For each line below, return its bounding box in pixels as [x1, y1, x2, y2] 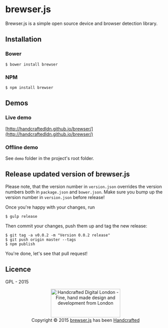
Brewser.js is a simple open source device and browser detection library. [5, 20, 158, 26]
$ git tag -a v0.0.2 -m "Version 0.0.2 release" [5, 233, 110, 238]
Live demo [5, 114, 32, 121]
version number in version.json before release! [5, 194, 105, 200]
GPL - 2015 [5, 278, 29, 285]
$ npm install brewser [5, 85, 53, 90]
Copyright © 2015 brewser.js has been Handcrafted [31, 317, 140, 323]
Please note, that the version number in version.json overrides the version [5, 183, 162, 189]
